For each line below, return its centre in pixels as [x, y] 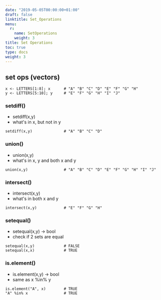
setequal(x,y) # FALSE [43, 246]
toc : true [16, 47]
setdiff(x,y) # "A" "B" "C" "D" [54, 132]
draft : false [19, 15]
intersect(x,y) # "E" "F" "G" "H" [54, 208]
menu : [11, 24]
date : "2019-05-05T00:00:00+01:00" [43, 10]
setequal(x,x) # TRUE [42, 251]
